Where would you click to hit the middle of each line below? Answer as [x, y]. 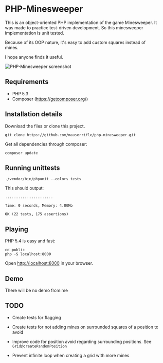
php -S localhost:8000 [28, 254]
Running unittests [33, 168]
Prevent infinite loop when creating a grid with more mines [71, 355]
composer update [21, 153]
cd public [15, 250]
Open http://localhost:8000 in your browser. [49, 263]
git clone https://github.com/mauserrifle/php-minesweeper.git [71, 135]
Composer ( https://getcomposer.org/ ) [50, 99]
